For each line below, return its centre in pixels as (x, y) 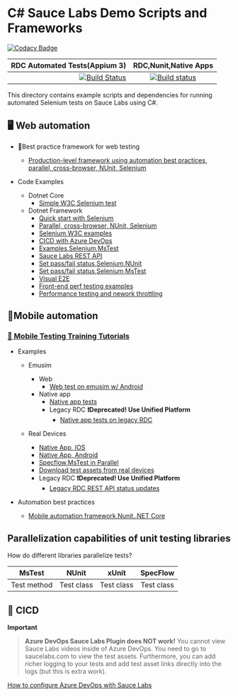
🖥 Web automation (49, 126)
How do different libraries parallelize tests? (70, 555)
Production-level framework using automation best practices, (118, 160)
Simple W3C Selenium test (78, 203)
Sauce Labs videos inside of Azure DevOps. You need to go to (115, 649)
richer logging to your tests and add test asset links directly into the (123, 664)
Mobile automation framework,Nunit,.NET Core (96, 516)
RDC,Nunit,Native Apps (173, 65)
